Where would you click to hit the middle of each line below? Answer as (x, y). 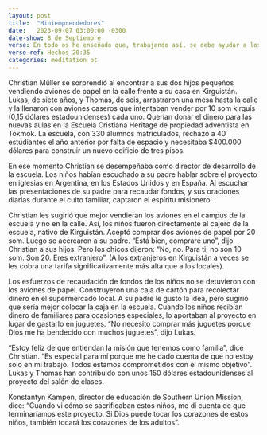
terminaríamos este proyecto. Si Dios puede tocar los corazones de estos (128, 413)
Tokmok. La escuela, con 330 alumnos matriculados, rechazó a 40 (117, 133)
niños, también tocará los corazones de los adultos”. (94, 422)
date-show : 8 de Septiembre (55, 38)
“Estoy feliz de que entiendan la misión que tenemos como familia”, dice (126, 347)
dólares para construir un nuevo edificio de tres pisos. (97, 150)
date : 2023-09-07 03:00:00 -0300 (67, 30)
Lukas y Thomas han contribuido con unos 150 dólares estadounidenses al (131, 373)
